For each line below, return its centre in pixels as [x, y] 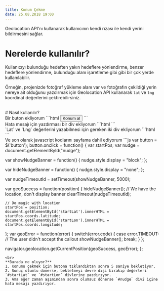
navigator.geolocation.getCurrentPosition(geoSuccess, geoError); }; [74, 249]
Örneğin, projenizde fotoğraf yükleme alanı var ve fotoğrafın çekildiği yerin [81, 87]
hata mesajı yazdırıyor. [31, 284]
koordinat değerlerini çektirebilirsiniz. [43, 98]
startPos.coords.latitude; [33, 216]
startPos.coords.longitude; [34, 225]
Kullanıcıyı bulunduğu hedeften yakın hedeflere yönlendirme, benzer [75, 67]
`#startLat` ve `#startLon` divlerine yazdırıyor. [58, 275]
